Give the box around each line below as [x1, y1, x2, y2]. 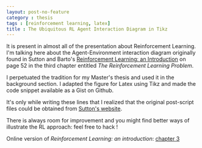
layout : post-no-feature [6, 9, 70, 15]
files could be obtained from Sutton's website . [6, 105, 123, 113]
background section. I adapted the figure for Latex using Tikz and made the [6, 80, 197, 88]
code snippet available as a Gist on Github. [6, 86, 114, 94]
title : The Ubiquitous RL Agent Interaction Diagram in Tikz [6, 26, 168, 32]
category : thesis [6, 15, 53, 21]
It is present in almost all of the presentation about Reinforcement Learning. [6, 43, 197, 50]
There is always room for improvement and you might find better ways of [6, 117, 190, 124]
